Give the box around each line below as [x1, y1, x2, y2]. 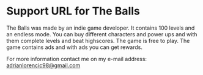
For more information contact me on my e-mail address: [6, 55, 147, 62]
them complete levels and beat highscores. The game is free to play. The [6, 37, 190, 44]
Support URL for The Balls [6, 4, 141, 18]
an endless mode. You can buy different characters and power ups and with [6, 30, 197, 37]
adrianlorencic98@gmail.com [6, 62, 81, 69]
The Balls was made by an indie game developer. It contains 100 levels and [6, 24, 195, 31]
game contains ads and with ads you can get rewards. [6, 44, 142, 51]
